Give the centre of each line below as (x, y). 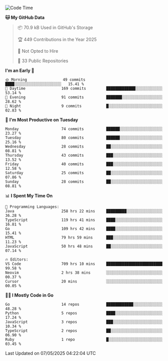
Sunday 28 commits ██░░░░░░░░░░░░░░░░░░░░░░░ (84, 182)
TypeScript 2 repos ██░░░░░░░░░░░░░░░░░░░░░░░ (84, 331)
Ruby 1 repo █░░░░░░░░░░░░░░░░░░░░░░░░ (84, 339)
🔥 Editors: (17, 260)
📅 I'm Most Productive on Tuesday (42, 120)
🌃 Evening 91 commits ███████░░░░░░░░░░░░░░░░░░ (84, 97)
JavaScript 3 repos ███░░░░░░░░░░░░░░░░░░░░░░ (84, 322)
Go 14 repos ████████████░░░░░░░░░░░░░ (84, 304)
